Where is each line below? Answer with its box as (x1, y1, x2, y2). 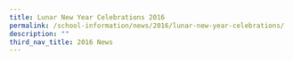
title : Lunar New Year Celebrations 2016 (9, 12, 166, 22)
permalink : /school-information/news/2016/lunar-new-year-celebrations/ (9, 21, 285, 30)
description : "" (9, 29, 69, 38)
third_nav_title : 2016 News (9, 37, 114, 47)
